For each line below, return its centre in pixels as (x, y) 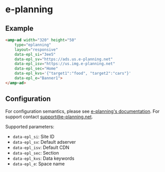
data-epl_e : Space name (39, 164)
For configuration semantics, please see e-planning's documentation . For (82, 111)
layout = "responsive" (36, 50)
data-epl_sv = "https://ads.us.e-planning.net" (64, 59)
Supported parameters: (30, 126)
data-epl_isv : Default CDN (41, 147)
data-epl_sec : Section (36, 153)
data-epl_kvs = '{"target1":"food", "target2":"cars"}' (73, 73)
